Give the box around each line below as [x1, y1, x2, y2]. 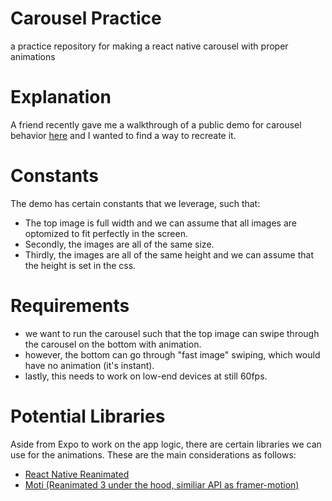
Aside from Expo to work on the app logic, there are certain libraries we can [10, 438, 322, 450]
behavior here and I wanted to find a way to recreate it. [10, 129, 237, 141]
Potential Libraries [10, 405, 166, 427]
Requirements [10, 295, 130, 317]
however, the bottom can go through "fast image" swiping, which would [24, 348, 321, 361]
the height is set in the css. [24, 259, 137, 271]
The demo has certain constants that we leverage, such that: [10, 197, 261, 209]
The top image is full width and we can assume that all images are [24, 217, 297, 229]
